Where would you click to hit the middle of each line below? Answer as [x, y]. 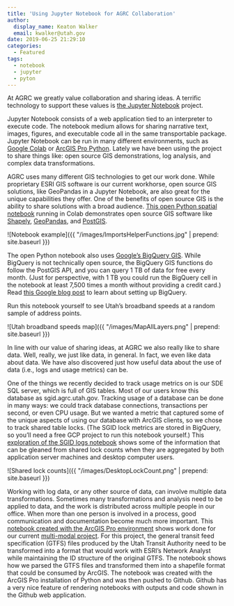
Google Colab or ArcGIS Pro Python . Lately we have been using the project [115, 149]
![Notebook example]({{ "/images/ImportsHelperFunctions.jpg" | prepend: [113, 234]
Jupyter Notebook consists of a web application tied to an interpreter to [110, 119]
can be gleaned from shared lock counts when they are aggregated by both [116, 450]
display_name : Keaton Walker [56, 26]
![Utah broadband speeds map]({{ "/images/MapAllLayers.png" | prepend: [114, 327]
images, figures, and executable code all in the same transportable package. [117, 134]
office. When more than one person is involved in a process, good [102, 514]
